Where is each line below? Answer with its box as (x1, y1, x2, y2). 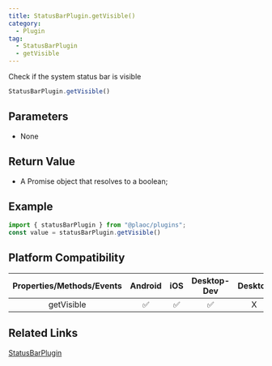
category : (8, 19, 42, 28)
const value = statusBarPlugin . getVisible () (8, 228, 161, 237)
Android (130, 280, 162, 292)
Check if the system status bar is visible (8, 72, 142, 81)
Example (8, 199, 53, 213)
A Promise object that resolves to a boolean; (19, 176, 168, 186)
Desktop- (191, 274, 231, 286)
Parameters (8, 110, 69, 124)
